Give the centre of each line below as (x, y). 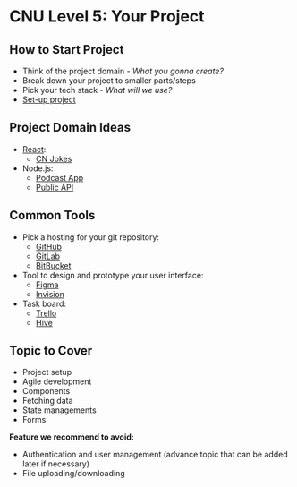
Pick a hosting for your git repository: (90, 237)
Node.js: (38, 168)
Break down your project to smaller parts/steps (109, 81)
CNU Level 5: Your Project (107, 17)
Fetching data (47, 401)
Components (46, 391)
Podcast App (59, 177)
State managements (59, 410)
